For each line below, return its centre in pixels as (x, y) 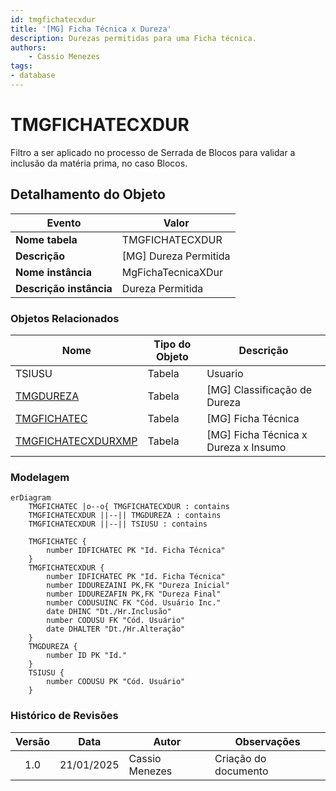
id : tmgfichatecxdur (53, 19)
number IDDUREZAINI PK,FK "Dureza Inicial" (138, 586)
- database (33, 76)
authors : (28, 47)
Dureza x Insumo (246, 447)
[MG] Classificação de (259, 389)
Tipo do (172, 344)
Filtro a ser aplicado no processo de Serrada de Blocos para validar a (153, 152)
